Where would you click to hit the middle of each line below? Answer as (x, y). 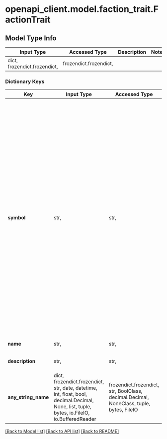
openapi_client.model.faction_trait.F (82, 9)
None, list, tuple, (73, 407)
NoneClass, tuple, (129, 404)
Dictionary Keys (25, 82)
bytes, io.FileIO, (72, 413)
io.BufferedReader (75, 419)
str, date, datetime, (76, 388)
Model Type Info (31, 38)
